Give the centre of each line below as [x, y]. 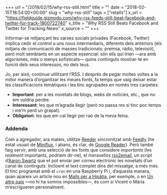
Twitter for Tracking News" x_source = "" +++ [52, 28]
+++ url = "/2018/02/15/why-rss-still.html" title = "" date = [65, 7]
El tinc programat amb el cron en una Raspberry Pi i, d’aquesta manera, [78, 171]
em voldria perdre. [31, 100]
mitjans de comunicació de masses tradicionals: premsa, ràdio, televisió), [80, 49]
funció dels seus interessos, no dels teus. [48, 65]
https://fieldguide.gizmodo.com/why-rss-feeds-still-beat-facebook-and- [82, 18]
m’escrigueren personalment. [35, 187]
